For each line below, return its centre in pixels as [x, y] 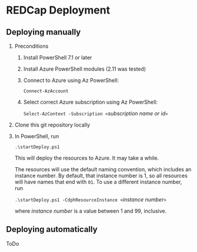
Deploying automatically [52, 229]
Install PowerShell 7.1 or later [58, 57]
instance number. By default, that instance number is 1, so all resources [101, 175]
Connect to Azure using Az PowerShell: [71, 80]
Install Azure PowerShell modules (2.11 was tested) [84, 69]
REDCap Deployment [58, 10]
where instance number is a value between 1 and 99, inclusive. [91, 211]
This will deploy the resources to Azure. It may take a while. [87, 158]
